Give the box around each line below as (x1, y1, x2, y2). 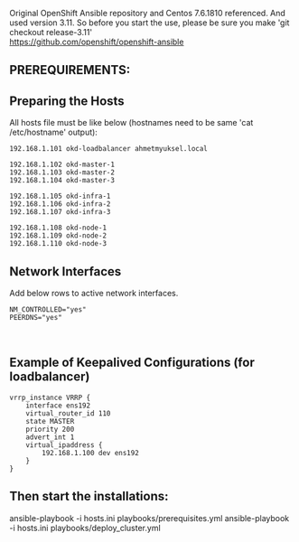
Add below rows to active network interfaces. (9, 288, 179, 299)
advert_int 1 (25, 433, 75, 442)
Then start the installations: (9, 489, 169, 504)
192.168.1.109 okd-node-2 (9, 231, 107, 240)
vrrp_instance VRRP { (9, 393, 91, 402)
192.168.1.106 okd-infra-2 (9, 200, 111, 209)
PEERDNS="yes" (9, 313, 63, 322)
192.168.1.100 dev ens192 (42, 448, 140, 457)
